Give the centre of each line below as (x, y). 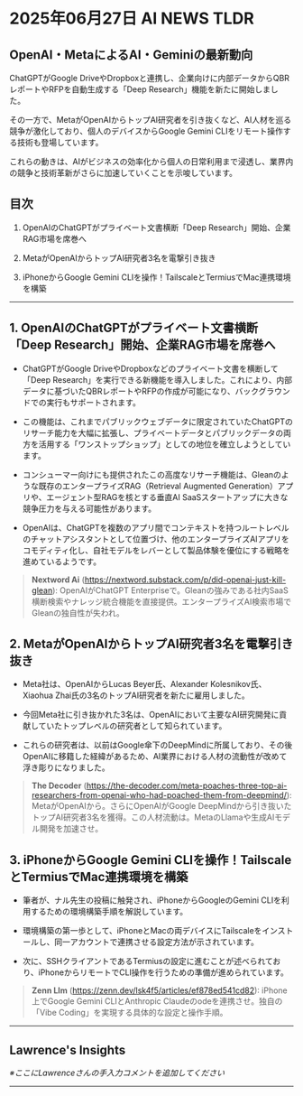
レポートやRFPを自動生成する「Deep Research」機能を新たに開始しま (140, 89)
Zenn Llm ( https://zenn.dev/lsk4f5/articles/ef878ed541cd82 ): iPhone (159, 990)
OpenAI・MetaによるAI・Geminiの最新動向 (131, 55)
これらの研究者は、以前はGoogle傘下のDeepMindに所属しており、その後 (157, 745)
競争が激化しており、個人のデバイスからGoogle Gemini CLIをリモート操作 (147, 131)
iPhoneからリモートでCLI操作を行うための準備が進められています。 (163, 972)
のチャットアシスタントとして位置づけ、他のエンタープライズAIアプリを (156, 539)
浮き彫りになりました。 (66, 767)
